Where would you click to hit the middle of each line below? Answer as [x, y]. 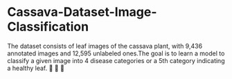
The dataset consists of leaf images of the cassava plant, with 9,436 [105, 46]
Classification [48, 27]
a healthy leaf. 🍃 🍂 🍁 [36, 68]
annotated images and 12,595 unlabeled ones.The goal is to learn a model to [116, 53]
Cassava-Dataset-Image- [82, 12]
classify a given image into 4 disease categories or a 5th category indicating [116, 60]
